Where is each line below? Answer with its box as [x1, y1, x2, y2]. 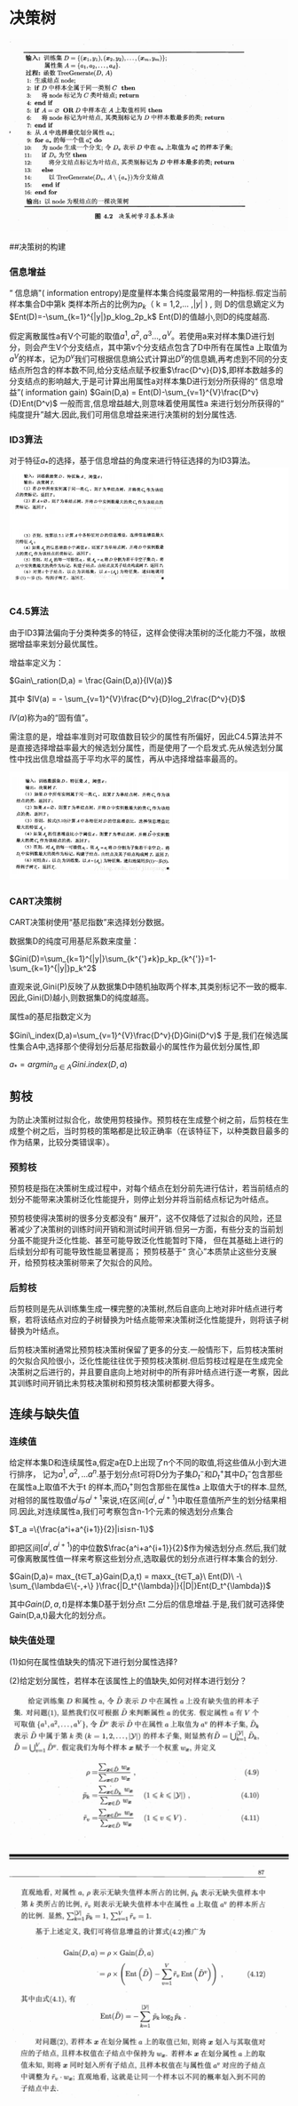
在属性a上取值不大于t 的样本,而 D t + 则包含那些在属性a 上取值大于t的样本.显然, [9, 1480, 287, 1494]
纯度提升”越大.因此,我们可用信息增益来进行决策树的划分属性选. [9, 409, 238, 419]
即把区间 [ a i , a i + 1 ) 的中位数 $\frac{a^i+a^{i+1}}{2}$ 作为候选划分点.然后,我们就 [9, 1541, 286, 1553]
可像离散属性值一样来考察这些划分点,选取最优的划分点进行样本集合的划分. [9, 1553, 278, 1564]
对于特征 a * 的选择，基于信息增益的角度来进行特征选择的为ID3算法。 [9, 455, 255, 467]
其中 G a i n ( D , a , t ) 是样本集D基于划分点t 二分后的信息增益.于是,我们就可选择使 [9, 1599, 285, 1609]
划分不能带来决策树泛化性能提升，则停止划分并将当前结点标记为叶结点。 [9, 1194, 273, 1205]
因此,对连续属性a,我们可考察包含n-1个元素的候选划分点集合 [19, 1505, 234, 1516]
